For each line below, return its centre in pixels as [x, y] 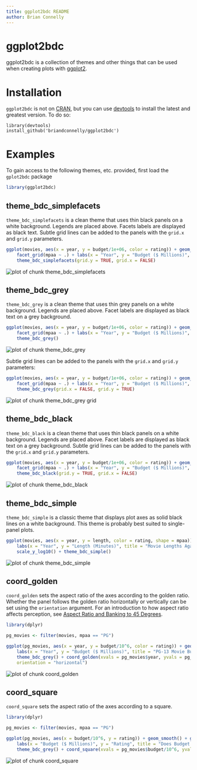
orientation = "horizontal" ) [52, 662]
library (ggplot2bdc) [31, 188]
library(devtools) [28, 126]
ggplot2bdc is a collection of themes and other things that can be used [92, 62]
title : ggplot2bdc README [38, 11]
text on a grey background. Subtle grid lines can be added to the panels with [98, 445]
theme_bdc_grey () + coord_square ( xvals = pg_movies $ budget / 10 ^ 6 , [98, 749]
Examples [30, 154]
